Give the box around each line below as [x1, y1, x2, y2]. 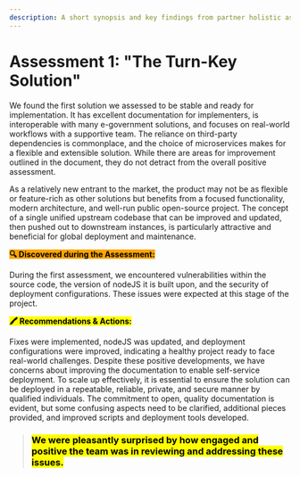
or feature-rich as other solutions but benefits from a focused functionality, [9, 193, 286, 203]
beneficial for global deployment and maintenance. [9, 231, 196, 242]
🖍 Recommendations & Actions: [9, 316, 132, 326]
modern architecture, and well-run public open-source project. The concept [9, 202, 288, 213]
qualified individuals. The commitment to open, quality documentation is [9, 393, 275, 404]
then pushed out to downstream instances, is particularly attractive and [9, 221, 272, 232]
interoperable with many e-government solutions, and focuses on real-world [9, 119, 290, 129]
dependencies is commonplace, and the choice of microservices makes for [9, 137, 287, 148]
